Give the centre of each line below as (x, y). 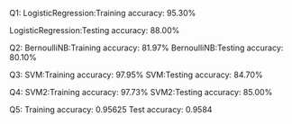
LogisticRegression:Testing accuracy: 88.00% (95, 30)
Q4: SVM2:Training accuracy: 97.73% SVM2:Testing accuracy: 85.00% (141, 92)
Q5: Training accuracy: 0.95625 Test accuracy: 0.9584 (111, 110)
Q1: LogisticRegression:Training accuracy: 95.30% (103, 13)
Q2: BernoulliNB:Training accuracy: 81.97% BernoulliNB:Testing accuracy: (146, 48)
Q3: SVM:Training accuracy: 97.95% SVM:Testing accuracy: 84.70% (136, 75)
